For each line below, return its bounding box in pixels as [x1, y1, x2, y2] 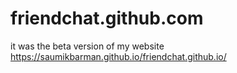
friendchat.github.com [10, 7, 204, 30]
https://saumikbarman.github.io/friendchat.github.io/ [10, 50, 227, 62]
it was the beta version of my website [10, 40, 165, 52]
